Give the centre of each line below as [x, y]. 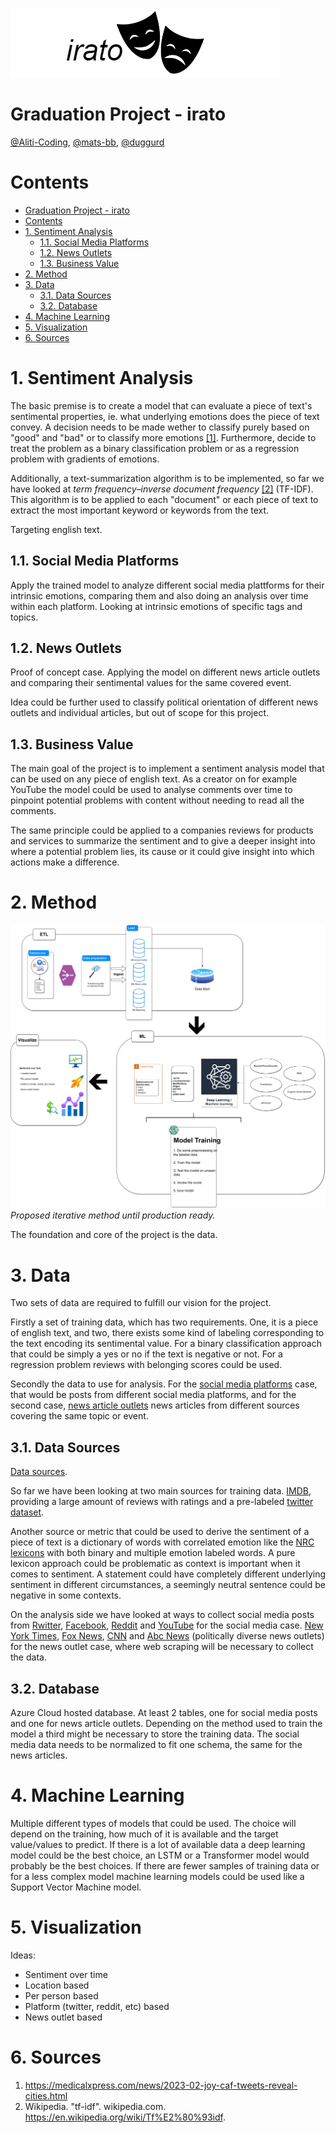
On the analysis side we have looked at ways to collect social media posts [162, 1615]
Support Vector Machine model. [76, 1887]
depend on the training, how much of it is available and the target [144, 1834]
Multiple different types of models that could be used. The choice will [153, 1823]
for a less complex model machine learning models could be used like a [157, 1876]
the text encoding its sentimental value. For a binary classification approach [166, 1344]
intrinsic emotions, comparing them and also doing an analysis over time [159, 595]
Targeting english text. [56, 529]
